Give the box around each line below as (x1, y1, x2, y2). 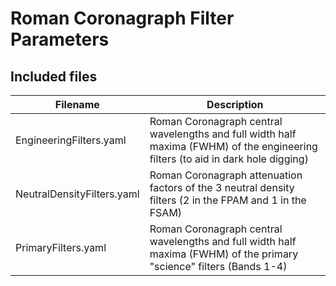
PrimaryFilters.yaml (15, 241, 107, 254)
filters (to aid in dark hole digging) (149, 152, 309, 166)
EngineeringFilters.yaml (15, 133, 127, 147)
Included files (10, 68, 98, 85)
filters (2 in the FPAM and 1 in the (149, 193, 307, 207)
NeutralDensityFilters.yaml (15, 187, 140, 201)
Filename (54, 98, 100, 111)
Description (206, 98, 264, 111)
